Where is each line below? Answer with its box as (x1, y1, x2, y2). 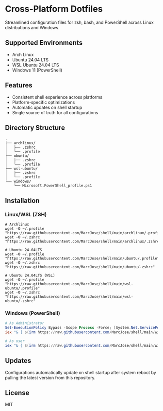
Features (5, 81, 33, 89)
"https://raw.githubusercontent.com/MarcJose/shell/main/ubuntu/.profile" (5, 256, 160, 261)
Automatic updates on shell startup (12, 104, 82, 110)
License (5, 389, 30, 397)
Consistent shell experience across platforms (12, 94, 103, 100)
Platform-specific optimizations (12, 99, 75, 105)
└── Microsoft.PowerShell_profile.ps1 (14, 183, 92, 188)
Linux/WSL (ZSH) (5, 211, 47, 218)
